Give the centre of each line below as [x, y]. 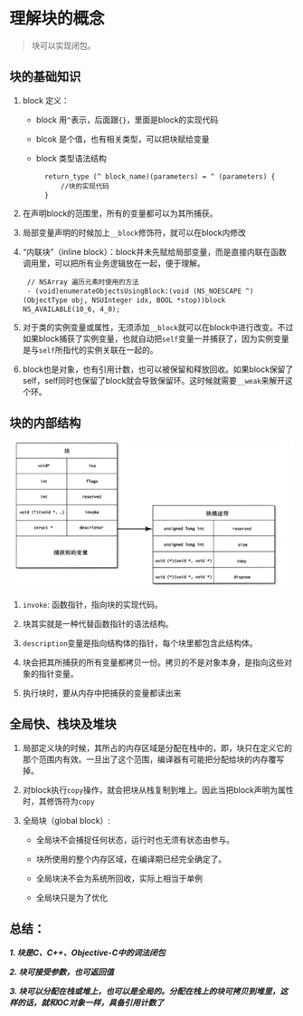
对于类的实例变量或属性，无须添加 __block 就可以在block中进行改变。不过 [158, 327]
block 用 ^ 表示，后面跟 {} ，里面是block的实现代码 [127, 120]
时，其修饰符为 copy [58, 801]
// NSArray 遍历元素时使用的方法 [83, 282]
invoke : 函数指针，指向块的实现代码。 [92, 605]
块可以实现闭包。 [63, 45]
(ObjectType [45, 300]
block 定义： [46, 100]
